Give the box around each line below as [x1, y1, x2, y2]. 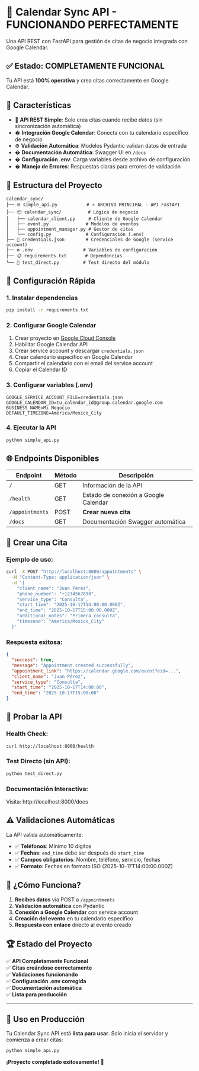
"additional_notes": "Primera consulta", [17, 613, 120, 619]
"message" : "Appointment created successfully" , [11, 662, 134, 668]
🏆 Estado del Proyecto [6, 939, 92, 949]
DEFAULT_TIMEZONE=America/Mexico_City [6, 410, 102, 416]
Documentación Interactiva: [6, 785, 89, 793]
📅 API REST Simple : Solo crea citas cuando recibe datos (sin [14, 116, 163, 123]
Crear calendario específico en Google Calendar [14, 353, 133, 361]
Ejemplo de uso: [6, 555, 53, 563]
